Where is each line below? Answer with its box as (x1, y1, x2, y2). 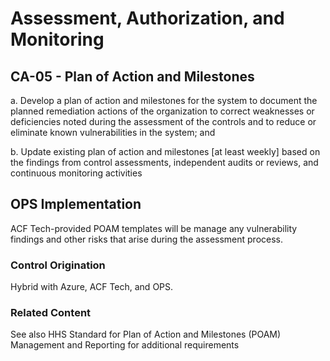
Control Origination (10, 258, 106, 272)
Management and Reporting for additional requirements (10, 339, 240, 351)
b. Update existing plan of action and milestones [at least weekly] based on (10, 146, 321, 157)
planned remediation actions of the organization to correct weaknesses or (10, 105, 315, 117)
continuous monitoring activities (10, 167, 143, 179)
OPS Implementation (10, 196, 142, 213)
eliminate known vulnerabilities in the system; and (10, 127, 216, 138)
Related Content (10, 306, 92, 320)
